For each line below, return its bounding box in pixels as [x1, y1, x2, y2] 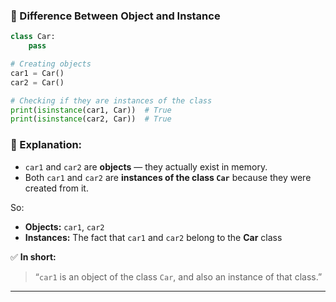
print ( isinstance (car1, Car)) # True [10, 105, 172, 115]
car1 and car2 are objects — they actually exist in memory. [24, 160, 268, 173]
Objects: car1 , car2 [24, 220, 105, 233]
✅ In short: [10, 250, 57, 263]
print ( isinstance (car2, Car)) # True [10, 114, 172, 124]
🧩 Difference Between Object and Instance [10, 9, 221, 23]
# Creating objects [10, 59, 92, 69]
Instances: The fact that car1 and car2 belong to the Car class [24, 231, 283, 243]
